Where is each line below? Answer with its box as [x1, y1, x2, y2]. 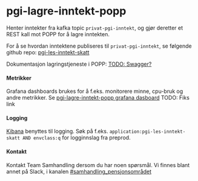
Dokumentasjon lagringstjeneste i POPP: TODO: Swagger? [6, 60, 152, 68]
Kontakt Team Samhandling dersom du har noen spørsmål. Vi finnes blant [6, 161, 190, 168]
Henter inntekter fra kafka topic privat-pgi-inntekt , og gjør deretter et [6, 24, 183, 31]
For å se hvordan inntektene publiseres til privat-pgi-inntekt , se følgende [6, 42, 192, 49]
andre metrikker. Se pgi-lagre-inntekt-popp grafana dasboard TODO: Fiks [6, 94, 190, 101]
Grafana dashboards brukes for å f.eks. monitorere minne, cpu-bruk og [6, 87, 183, 95]
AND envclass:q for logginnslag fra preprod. [22, 134, 131, 141]
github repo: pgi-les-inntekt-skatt [6, 48, 90, 56]
